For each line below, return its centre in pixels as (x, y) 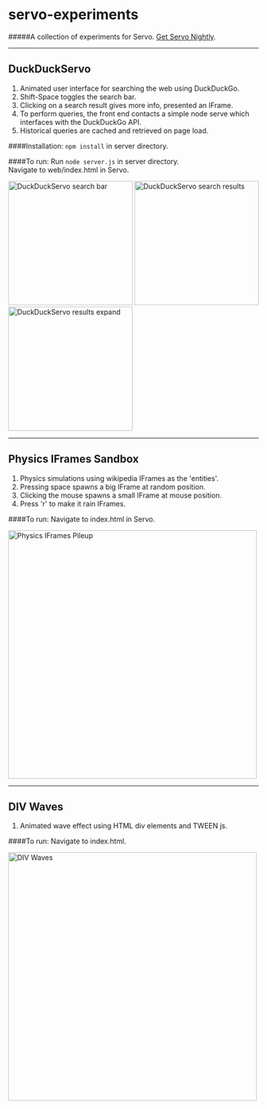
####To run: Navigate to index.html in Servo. (82, 519)
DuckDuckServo (50, 69)
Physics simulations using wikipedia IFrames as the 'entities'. (119, 478)
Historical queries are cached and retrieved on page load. (114, 130)
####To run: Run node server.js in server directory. (94, 161)
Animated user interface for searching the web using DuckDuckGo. (130, 88)
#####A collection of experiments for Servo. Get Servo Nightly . (112, 37)
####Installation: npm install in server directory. (88, 145)
